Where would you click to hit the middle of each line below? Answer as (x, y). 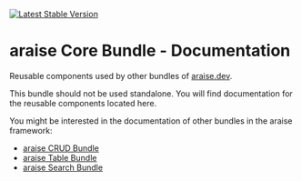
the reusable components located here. (83, 103)
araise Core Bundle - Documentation (150, 51)
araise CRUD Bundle (61, 148)
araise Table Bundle (60, 157)
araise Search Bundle (62, 167)
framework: (31, 130)
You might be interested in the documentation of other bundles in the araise (151, 121)
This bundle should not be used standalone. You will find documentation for (151, 93)
